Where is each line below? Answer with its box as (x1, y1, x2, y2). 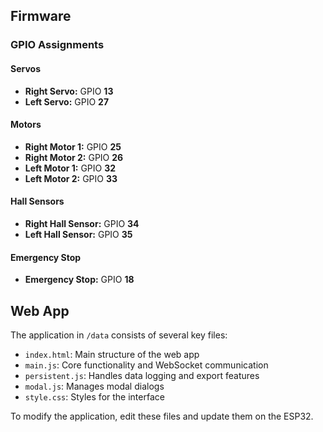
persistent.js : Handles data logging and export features (24, 369, 260, 381)
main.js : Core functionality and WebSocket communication (24, 359, 269, 371)
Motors (10, 119, 42, 131)
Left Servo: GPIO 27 (24, 95, 110, 108)
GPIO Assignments (10, 38, 105, 52)
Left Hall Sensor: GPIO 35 (24, 228, 133, 240)
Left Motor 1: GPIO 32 (24, 162, 117, 174)
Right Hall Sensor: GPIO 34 (24, 217, 140, 229)
